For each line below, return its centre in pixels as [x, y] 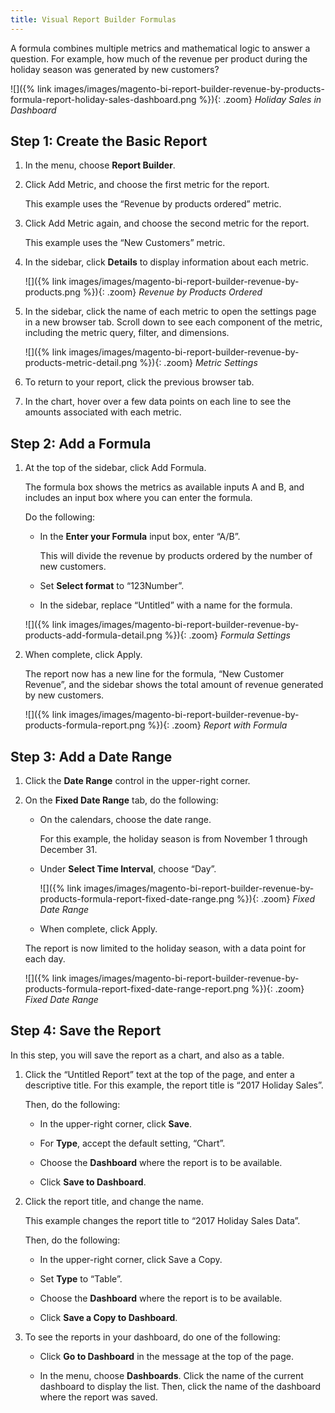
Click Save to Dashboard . [93, 1182]
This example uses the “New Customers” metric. [125, 243]
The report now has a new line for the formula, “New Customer [154, 674]
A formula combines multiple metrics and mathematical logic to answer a [160, 48]
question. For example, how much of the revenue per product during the [159, 58]
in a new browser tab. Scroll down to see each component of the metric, [173, 322]
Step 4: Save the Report [86, 1031]
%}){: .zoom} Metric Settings [198, 363]
